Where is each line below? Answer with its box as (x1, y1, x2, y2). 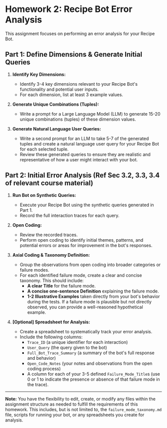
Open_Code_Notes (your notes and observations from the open (27, 360, 153, 366)
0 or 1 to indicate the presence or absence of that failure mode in (27, 376, 160, 382)
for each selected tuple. (19, 146, 69, 152)
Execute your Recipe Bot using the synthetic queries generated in (19, 202, 154, 208)
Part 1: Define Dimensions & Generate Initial (5, 50, 143, 59)
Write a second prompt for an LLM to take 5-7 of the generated (19, 136, 149, 142)
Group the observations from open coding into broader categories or (19, 262, 161, 268)
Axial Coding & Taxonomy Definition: (12, 252, 90, 258)
